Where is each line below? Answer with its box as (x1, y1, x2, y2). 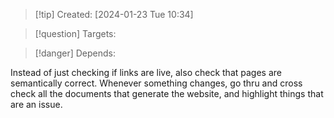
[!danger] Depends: (34, 47, 116, 59)
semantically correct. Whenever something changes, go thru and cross (10, 77, 303, 89)
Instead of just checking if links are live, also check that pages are (10, 67, 282, 78)
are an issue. (10, 99, 63, 110)
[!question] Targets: (34, 28, 117, 39)
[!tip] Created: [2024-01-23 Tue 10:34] (34, 9, 194, 20)
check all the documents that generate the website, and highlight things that (10, 88, 324, 99)
